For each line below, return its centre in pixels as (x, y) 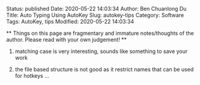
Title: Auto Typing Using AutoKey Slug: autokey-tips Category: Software (95, 15)
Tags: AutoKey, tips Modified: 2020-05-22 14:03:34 (70, 21)
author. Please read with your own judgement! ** (67, 39)
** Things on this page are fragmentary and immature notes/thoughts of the (100, 33)
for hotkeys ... (32, 76)
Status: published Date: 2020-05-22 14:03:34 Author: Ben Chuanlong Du (96, 9)
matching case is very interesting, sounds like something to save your (101, 51)
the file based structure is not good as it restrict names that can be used (104, 69)
